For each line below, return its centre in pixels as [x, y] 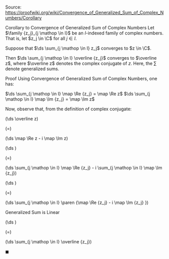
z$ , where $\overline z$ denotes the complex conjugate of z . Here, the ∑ [81, 63]
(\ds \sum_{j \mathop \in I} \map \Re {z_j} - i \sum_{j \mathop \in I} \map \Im [84, 168]
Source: [13, 7]
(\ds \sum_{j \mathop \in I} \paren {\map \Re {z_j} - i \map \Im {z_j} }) [77, 203]
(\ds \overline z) [22, 119]
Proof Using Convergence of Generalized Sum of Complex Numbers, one [81, 79]
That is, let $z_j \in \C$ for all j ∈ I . [41, 38]
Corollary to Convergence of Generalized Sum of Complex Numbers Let [80, 28]
